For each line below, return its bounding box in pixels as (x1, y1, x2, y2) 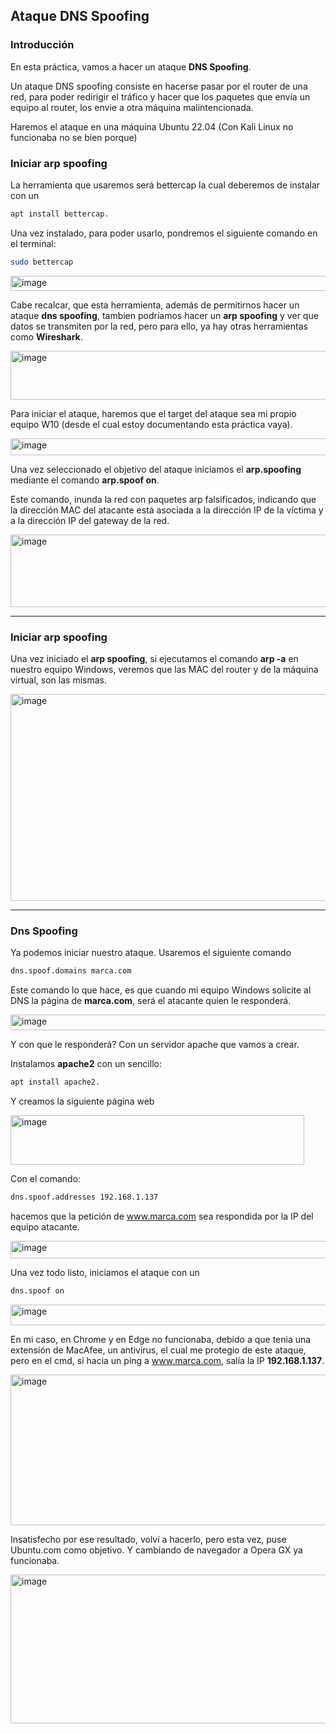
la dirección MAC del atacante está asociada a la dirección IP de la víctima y (10, 504, 324, 516)
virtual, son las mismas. (10, 674, 107, 686)
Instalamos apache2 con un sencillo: (10, 1058, 162, 1070)
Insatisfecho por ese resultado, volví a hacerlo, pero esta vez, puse (10, 1533, 287, 1545)
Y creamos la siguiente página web (10, 1095, 155, 1108)
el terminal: (10, 237, 57, 249)
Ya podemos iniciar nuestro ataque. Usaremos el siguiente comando (10, 947, 292, 959)
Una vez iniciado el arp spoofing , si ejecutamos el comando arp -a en (10, 653, 299, 665)
